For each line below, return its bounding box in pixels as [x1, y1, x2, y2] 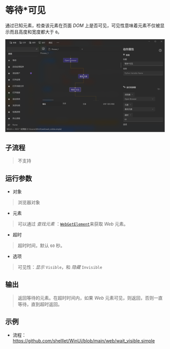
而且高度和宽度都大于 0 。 [9, 28, 62, 35]
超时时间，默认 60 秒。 [17, 242, 65, 248]
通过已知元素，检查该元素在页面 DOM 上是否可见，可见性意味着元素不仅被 [5, 22, 160, 28]
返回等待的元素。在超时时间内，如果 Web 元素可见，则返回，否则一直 [17, 295, 163, 301]
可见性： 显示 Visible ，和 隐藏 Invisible [17, 264, 103, 270]
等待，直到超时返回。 [17, 301, 62, 307]
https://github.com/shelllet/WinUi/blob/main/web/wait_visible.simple [12, 337, 155, 343]
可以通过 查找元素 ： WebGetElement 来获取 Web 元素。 [17, 220, 129, 227]
